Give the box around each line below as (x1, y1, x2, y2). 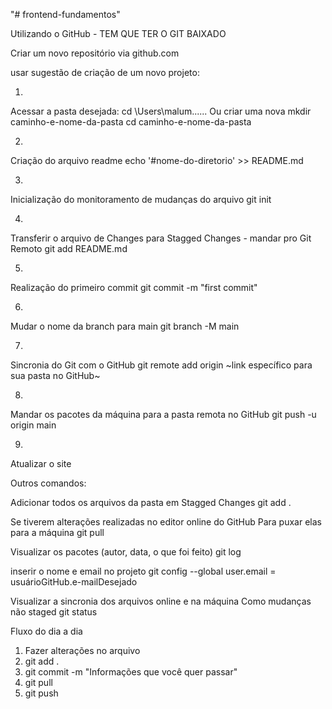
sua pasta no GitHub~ (10, 370, 101, 381)
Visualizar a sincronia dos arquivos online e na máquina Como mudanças (10, 595, 312, 607)
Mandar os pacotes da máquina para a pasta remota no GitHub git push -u (10, 409, 317, 420)
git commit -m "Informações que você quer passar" (24, 666, 238, 678)
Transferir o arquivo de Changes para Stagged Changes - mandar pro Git (10, 232, 312, 244)
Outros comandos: (10, 477, 87, 489)
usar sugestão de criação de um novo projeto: (10, 67, 200, 78)
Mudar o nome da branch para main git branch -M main (10, 320, 240, 332)
